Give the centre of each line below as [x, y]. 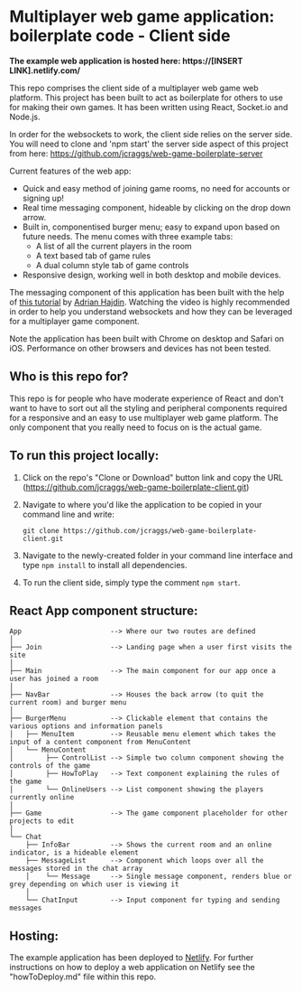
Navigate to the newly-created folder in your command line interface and [157, 555]
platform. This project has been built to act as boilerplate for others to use [146, 98]
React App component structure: [104, 610]
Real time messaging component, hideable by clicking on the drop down [156, 207]
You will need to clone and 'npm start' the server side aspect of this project [149, 144]
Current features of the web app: [70, 171]
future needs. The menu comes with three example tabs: [128, 236]
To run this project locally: [84, 456]
